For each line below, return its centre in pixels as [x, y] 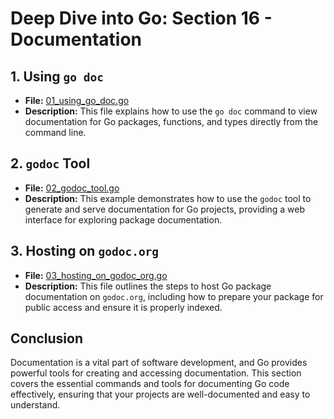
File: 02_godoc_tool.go [72, 188]
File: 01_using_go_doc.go [77, 100]
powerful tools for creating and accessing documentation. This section [156, 373]
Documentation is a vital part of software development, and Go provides [159, 363]
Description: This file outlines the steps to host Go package [148, 286]
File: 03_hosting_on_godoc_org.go [96, 275]
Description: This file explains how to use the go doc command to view [171, 111]
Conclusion [47, 338]
